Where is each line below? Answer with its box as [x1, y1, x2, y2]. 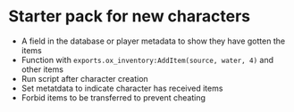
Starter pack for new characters [8, 6, 251, 27]
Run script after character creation [21, 73, 148, 84]
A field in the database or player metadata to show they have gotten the [21, 36, 286, 46]
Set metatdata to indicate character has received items [21, 83, 223, 93]
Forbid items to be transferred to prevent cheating [21, 92, 206, 103]
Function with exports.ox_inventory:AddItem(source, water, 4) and [21, 54, 274, 65]
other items [21, 64, 64, 75]
